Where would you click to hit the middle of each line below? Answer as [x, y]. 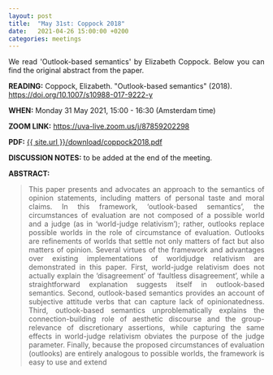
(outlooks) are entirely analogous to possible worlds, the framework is [146, 354]
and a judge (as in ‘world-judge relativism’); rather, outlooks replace [146, 224]
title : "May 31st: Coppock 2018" [67, 24]
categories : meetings [45, 39]
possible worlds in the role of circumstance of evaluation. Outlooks [146, 233]
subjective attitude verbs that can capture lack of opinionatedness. [146, 302]
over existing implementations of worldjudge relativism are [146, 259]
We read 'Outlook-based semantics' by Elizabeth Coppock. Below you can [136, 62]
